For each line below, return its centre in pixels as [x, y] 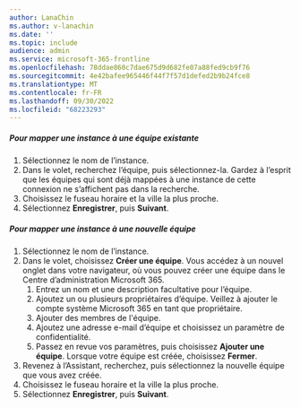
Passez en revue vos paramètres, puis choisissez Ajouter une [150, 347]
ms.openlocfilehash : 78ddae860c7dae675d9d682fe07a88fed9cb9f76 [130, 68]
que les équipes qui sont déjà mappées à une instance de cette [139, 179]
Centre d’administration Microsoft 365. [93, 280]
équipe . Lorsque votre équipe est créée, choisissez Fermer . [146, 356]
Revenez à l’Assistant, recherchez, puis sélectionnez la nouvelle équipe [153, 366]
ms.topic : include [43, 43]
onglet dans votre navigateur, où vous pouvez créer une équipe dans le [154, 271]
